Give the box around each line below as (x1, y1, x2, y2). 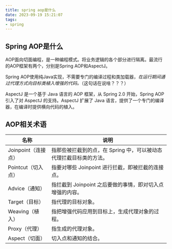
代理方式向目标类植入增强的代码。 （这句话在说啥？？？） (9, 80, 129, 86)
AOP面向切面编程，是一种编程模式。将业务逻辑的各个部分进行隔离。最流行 (5, 57, 163, 63)
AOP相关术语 (5, 120, 47, 129)
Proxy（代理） (8, 225, 42, 232)
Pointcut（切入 (8, 164, 44, 171)
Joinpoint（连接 (8, 146, 46, 153)
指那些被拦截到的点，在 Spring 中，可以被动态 (51, 146, 162, 153)
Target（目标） (8, 198, 45, 205)
